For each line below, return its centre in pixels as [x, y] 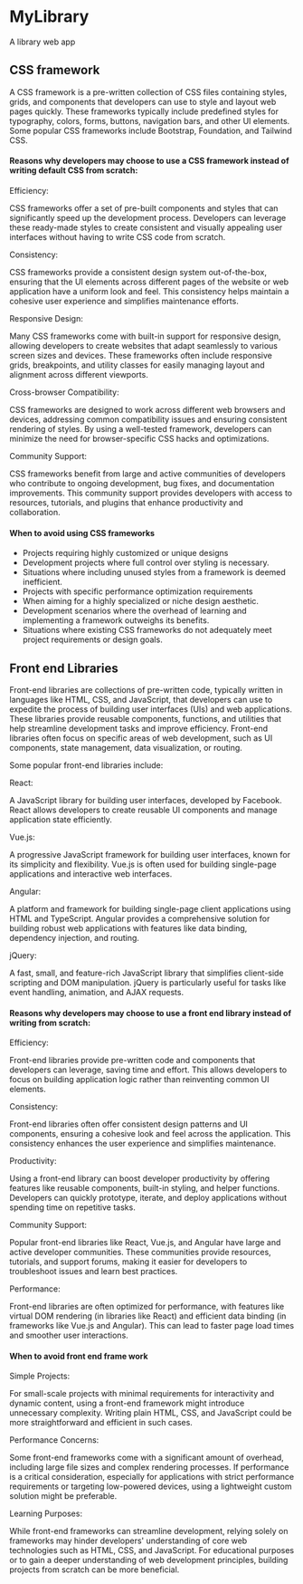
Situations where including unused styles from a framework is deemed [154, 572]
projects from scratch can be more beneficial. [95, 1570]
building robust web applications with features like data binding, [128, 928]
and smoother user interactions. [69, 1335]
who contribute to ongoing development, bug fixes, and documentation [142, 483]
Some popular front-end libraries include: [86, 765]
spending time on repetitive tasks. [72, 1207]
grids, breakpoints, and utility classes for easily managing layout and [137, 365]
